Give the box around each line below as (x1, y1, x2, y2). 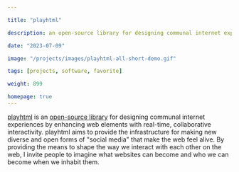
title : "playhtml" (7, 16, 62, 23)
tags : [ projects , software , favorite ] (7, 68, 122, 75)
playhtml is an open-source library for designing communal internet (7, 113, 206, 121)
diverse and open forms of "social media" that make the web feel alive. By (7, 135, 225, 144)
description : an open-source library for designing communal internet (7, 29, 221, 36)
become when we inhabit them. (7, 157, 100, 166)
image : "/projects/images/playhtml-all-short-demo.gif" (7, 55, 176, 62)
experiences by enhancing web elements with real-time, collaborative (7, 120, 212, 128)
